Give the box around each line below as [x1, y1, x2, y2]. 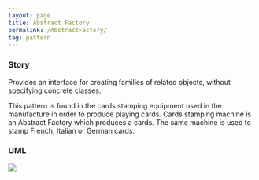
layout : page [8, 11, 51, 20]
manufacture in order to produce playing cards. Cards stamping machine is [8, 109, 252, 119]
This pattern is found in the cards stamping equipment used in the [8, 101, 222, 110]
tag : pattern [8, 33, 51, 42]
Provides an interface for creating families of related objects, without [8, 77, 231, 86]
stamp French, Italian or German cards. [8, 126, 135, 135]
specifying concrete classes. [8, 86, 102, 95]
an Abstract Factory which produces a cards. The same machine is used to [8, 117, 252, 127]
